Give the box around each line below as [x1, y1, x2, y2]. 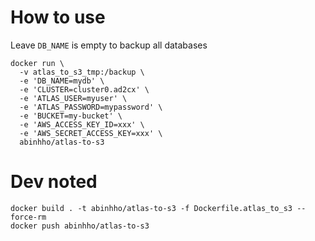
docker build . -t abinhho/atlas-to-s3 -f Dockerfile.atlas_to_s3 [10, 203, 293, 213]
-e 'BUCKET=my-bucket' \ [19, 111, 123, 121]
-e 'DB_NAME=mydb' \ [19, 76, 105, 86]
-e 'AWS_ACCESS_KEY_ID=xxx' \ [19, 119, 145, 130]
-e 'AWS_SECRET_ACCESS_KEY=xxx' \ [19, 128, 163, 138]
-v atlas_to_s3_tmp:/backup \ [19, 67, 145, 77]
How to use [10, 6, 106, 29]
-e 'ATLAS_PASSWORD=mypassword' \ [19, 102, 163, 112]
